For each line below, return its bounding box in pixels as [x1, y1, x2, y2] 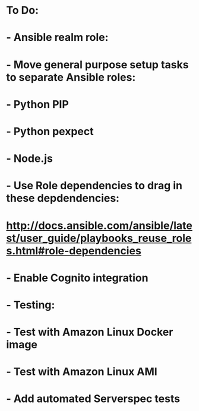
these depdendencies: [6, 192, 120, 205]
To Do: [6, 4, 39, 17]
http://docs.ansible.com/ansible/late [6, 219, 193, 232]
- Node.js [6, 152, 53, 165]
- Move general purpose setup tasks [6, 58, 189, 71]
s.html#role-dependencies [6, 244, 141, 257]
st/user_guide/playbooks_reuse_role [6, 231, 192, 245]
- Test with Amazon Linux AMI [6, 365, 157, 378]
